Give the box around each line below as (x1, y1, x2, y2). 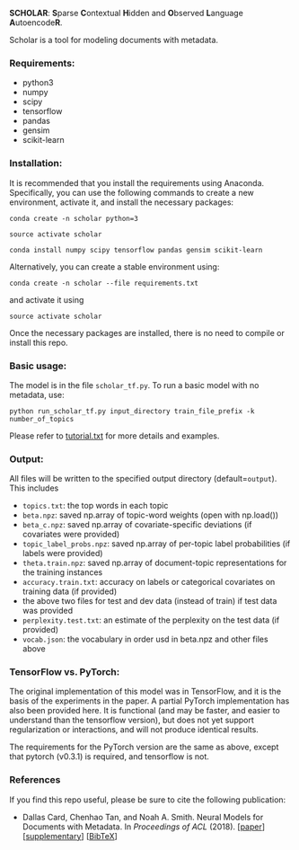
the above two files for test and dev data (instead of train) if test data (22, 596, 277, 607)
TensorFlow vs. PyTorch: (9, 666, 120, 678)
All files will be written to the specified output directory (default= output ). (9, 474, 277, 484)
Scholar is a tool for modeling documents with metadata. (9, 35, 218, 45)
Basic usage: (9, 359, 67, 372)
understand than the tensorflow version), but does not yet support (9, 714, 254, 726)
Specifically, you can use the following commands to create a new (9, 187, 254, 198)
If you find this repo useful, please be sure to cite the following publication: (9, 794, 286, 805)
